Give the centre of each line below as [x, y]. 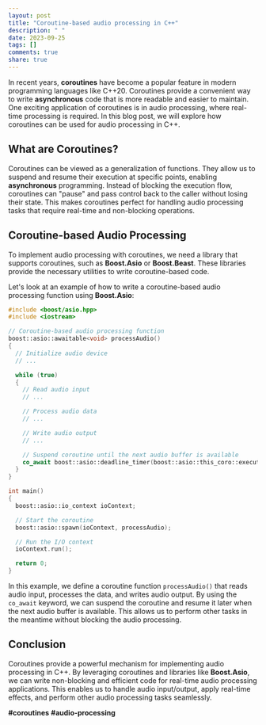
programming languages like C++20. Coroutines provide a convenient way [129, 90]
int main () [26, 491]
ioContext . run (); [44, 549]
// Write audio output [60, 433]
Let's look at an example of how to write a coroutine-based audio [114, 287]
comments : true [33, 52]
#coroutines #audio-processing [62, 712]
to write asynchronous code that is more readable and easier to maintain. [129, 99]
